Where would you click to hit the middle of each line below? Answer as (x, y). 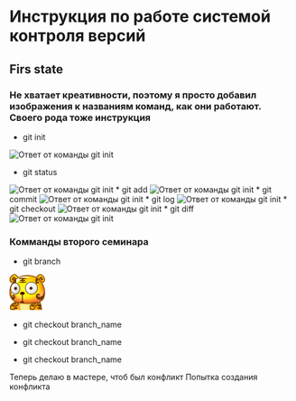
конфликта (30, 387)
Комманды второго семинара (79, 241)
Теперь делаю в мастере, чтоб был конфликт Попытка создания (134, 378)
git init (34, 136)
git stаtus (40, 172)
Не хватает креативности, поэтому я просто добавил (133, 95)
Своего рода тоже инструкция (80, 117)
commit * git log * (148, 199)
